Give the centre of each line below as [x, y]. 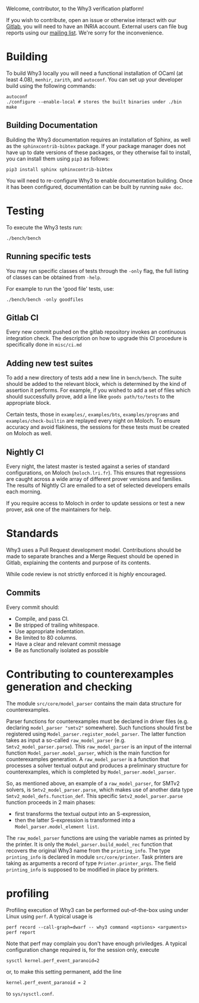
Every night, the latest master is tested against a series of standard [88, 466]
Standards [32, 534]
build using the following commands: [51, 86]
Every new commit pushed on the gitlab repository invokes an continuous [96, 332]
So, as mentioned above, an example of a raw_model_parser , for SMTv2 [93, 783]
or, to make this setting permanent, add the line [64, 971]
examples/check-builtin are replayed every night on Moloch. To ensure [93, 421]
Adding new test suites [50, 363]
